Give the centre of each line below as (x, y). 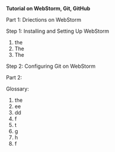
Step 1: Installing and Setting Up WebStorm (58, 31)
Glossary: (18, 89)
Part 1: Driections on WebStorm (44, 20)
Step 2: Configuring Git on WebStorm (51, 66)
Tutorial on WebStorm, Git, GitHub (48, 8)
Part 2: (14, 77)
